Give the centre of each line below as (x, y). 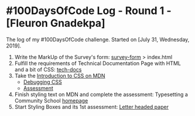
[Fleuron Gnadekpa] (56, 23)
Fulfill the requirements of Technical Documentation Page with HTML (98, 63)
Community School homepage (51, 100)
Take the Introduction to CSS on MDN (60, 76)
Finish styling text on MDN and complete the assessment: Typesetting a (101, 94)
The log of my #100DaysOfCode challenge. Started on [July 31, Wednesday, (98, 39)
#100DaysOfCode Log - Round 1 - (89, 11)
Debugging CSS (43, 82)
